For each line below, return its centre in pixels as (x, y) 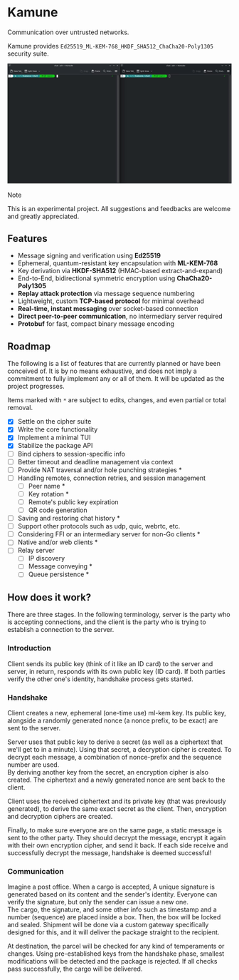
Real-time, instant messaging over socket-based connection (108, 309)
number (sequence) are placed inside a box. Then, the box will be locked (114, 917)
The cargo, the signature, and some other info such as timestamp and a (112, 909)
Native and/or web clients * (58, 542)
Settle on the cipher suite (54, 422)
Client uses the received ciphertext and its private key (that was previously (117, 801)
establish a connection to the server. (61, 630)
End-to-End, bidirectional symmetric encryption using (96, 278)
